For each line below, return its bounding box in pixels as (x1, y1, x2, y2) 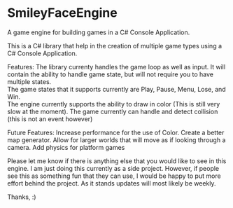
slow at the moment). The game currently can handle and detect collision (7, 107, 218, 116)
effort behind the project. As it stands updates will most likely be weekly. (7, 179, 216, 187)
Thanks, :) (7, 193, 36, 201)
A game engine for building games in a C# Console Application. (7, 28, 190, 36)
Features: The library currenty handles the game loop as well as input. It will (7, 62, 226, 71)
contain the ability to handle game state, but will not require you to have (7, 70, 213, 78)
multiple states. (7, 77, 52, 85)
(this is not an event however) (7, 114, 93, 123)
